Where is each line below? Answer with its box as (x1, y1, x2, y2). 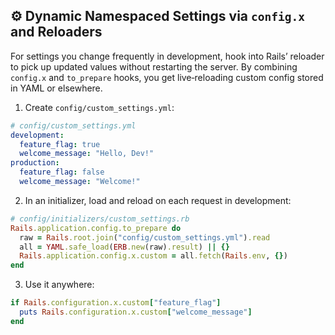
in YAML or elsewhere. (10, 82, 103, 94)
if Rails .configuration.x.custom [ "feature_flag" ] (10, 298, 222, 308)
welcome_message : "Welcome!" (19, 177, 141, 187)
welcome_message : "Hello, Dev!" (19, 149, 155, 159)
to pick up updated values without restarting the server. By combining (10, 60, 298, 73)
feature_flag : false (19, 167, 105, 178)
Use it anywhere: (24, 279, 95, 291)
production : (10, 158, 60, 168)
